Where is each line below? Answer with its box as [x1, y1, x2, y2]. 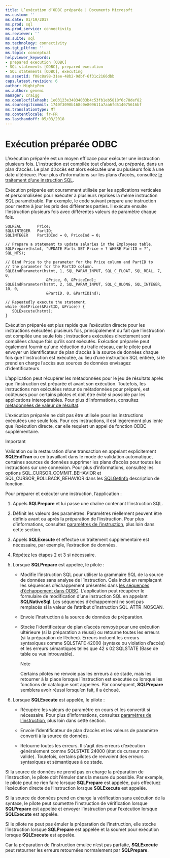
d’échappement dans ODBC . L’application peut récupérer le [20, 587, 145, 594]
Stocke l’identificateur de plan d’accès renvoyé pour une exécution [20, 623, 160, 630]
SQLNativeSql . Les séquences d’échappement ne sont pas [20, 599, 144, 605]
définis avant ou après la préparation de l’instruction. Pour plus [12, 515, 144, 522]
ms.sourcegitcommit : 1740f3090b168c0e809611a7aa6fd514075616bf [5, 102, 142, 108]
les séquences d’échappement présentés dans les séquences [20, 582, 150, 588]
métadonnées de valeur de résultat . [5, 402, 80, 408]
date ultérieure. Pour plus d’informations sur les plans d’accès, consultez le [5, 171, 162, 177]
